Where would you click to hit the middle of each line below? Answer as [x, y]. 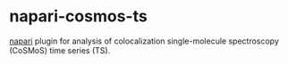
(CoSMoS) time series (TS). [60, 50]
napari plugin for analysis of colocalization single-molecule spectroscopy [144, 41]
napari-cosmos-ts [78, 16]
